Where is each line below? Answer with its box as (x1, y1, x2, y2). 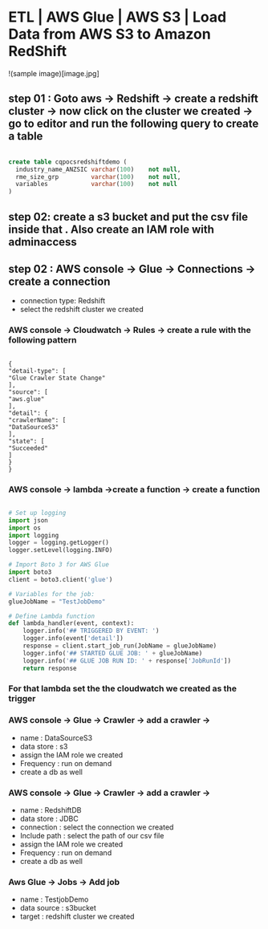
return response (22, 664, 78, 672)
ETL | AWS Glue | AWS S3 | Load (8, 8, 227, 26)
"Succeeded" (8, 444, 48, 452)
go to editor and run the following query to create (8, 117, 259, 131)
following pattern (8, 335, 77, 346)
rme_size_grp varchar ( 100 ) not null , (15, 172, 181, 181)
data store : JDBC (19, 814, 79, 824)
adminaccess (8, 235, 78, 249)
